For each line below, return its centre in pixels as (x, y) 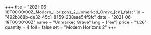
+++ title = (16, 7)
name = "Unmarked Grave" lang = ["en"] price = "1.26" (92, 22)
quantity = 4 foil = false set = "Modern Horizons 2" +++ (61, 27)
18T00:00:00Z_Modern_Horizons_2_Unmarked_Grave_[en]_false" (70, 12)
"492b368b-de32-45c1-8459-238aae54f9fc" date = (58, 17)
